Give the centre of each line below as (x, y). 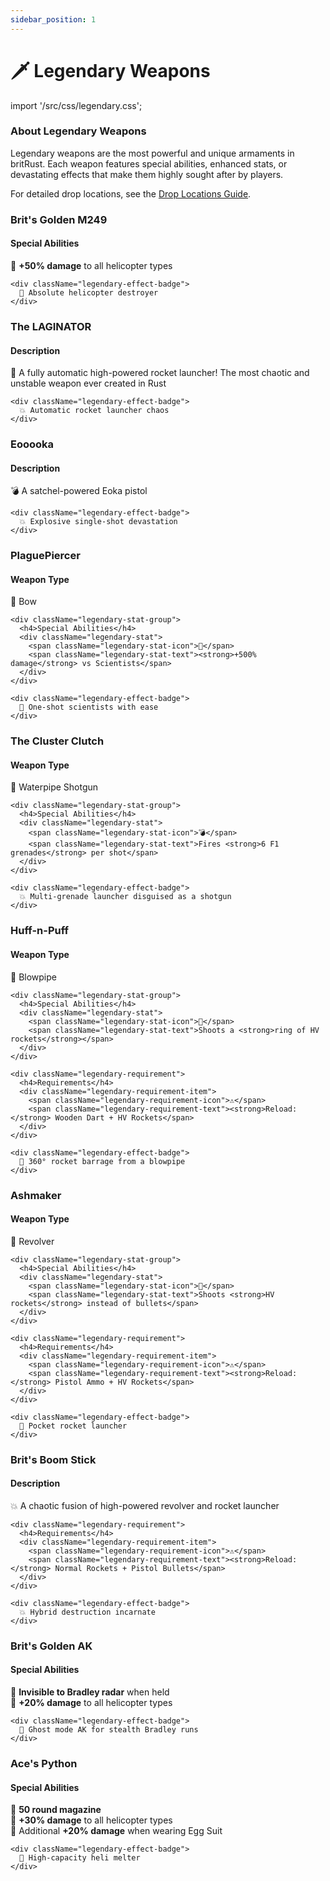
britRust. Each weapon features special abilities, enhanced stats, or (149, 163)
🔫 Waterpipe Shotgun (54, 787)
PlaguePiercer (45, 556)
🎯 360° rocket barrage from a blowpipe (102, 1161)
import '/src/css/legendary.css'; (76, 105)
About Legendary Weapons (78, 131)
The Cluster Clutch (57, 741)
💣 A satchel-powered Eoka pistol (79, 491)
